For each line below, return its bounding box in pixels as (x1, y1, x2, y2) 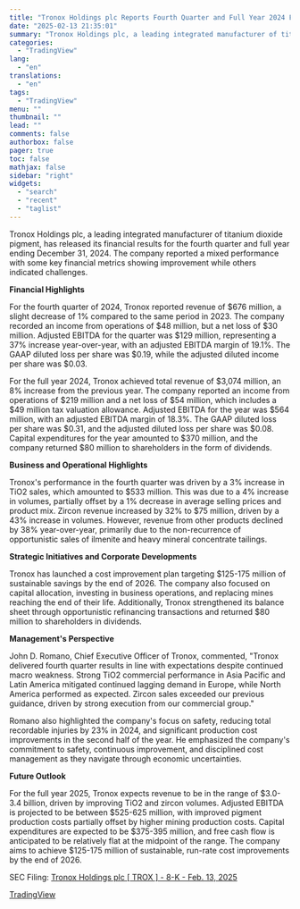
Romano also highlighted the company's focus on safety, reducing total (9, 715, 271, 726)
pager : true (9, 146, 54, 155)
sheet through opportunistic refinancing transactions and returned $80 (9, 606, 271, 617)
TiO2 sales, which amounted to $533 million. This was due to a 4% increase (9, 486, 289, 497)
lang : (9, 55, 29, 63)
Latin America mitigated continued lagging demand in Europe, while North (9, 678, 281, 689)
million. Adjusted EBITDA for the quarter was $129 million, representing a (9, 330, 277, 341)
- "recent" (17, 196, 58, 206)
